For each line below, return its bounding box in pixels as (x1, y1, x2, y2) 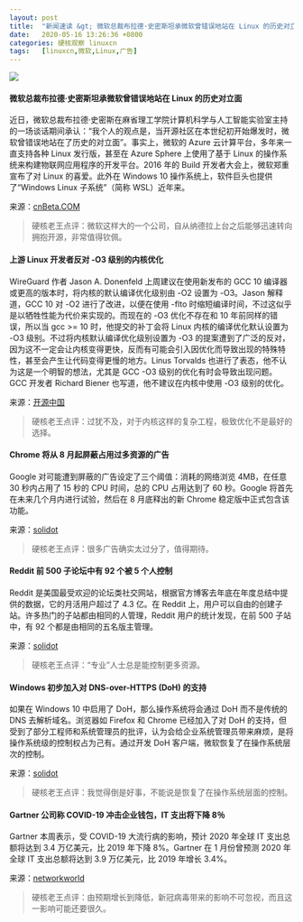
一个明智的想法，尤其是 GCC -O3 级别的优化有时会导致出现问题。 (32, 366, 278, 377)
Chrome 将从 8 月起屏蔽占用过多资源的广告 (9, 449, 170, 460)
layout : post (9, 13, 59, 23)
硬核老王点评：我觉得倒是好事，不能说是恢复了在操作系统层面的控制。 (31, 787, 293, 798)
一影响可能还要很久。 (31, 903, 111, 914)
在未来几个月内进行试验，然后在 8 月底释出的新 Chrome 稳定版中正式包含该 (9, 493, 290, 504)
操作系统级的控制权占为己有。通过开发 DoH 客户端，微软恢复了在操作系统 (9, 737, 283, 749)
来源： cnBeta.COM (9, 201, 81, 212)
